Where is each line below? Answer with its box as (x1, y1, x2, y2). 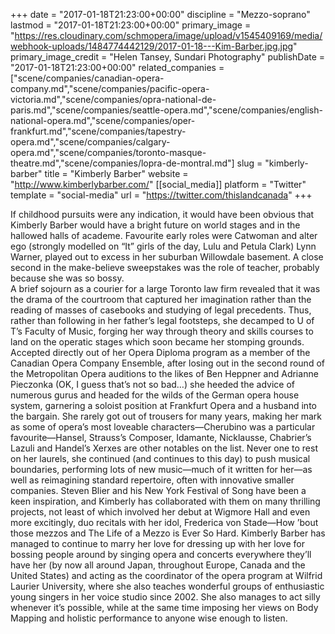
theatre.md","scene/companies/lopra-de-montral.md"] (10, 157, 235, 169)
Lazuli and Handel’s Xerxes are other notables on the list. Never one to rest (10, 442, 318, 454)
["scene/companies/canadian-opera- (10, 72, 165, 84)
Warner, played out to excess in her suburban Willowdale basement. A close (10, 251, 324, 263)
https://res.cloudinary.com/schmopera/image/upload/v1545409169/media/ (14, 30, 323, 41)
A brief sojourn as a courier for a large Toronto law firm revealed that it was (10, 283, 321, 294)
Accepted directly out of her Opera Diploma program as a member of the (10, 347, 311, 358)
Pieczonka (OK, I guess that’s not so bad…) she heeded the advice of (10, 379, 295, 390)
